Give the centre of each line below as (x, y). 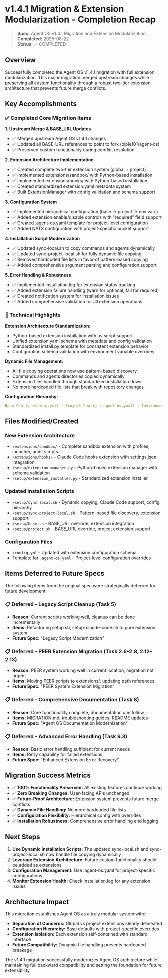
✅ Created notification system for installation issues (66, 296)
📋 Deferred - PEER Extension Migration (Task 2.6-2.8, (72, 651)
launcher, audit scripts (35, 452)
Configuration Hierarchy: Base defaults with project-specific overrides (86, 929)
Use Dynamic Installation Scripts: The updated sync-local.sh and (80, 849)
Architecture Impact (37, 901)
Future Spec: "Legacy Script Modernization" (58, 638)
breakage (22, 950)
